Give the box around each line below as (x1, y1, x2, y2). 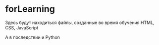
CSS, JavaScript (5, 24, 39, 30)
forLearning (5, 3, 55, 15)
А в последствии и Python (5, 34, 60, 40)
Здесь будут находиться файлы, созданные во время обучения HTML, (5, 20, 155, 25)
